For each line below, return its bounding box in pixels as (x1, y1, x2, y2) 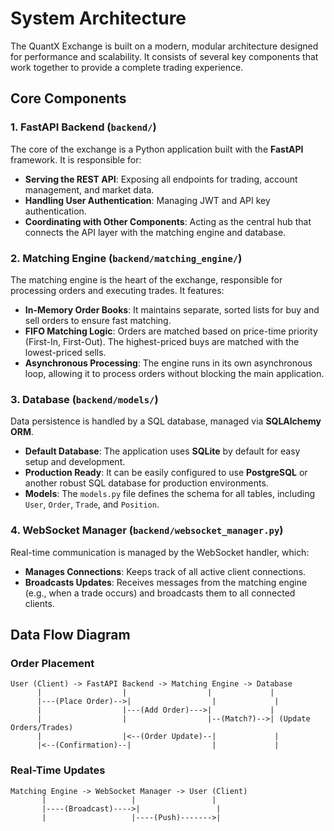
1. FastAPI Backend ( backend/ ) (10, 120, 157, 134)
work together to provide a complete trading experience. (10, 61, 244, 73)
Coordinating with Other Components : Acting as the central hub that (24, 215, 312, 227)
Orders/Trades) (10, 723, 74, 733)
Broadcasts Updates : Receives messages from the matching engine (24, 576, 308, 588)
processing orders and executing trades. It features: (10, 284, 225, 296)
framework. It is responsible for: (10, 153, 142, 166)
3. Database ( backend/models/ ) (10, 392, 159, 406)
